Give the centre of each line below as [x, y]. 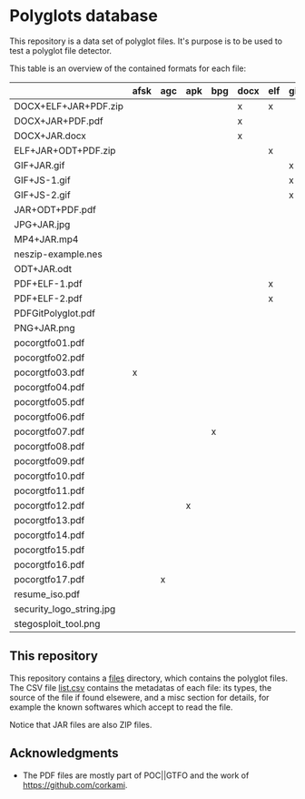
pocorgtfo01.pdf [49, 342]
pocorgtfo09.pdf [49, 460]
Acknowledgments [64, 753]
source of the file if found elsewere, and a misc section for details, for [139, 697]
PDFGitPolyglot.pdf [54, 313]
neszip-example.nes [58, 254]
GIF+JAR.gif [39, 165]
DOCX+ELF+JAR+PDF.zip [69, 106]
